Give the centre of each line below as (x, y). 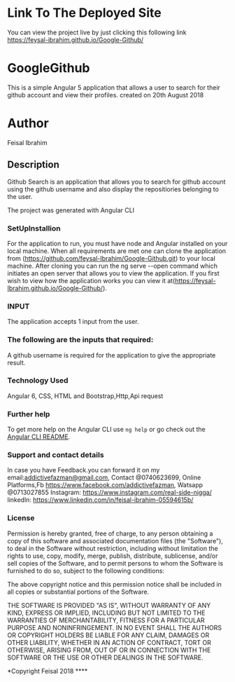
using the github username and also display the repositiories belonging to (113, 189)
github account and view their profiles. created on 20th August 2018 (106, 95)
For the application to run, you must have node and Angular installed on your (117, 243)
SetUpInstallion (34, 228)
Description (33, 165)
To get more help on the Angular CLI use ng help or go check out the (106, 430)
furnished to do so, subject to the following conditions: (86, 571)
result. (16, 362)
